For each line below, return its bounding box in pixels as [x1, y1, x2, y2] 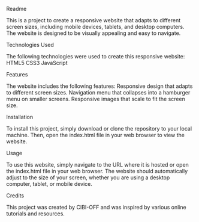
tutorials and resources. [6, 210, 65, 217]
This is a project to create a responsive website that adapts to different [6, 17, 181, 23]
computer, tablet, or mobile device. [6, 180, 93, 187]
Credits [6, 192, 25, 199]
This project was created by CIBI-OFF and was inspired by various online [6, 204, 187, 211]
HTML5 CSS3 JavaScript [6, 60, 68, 66]
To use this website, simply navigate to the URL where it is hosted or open [6, 161, 189, 168]
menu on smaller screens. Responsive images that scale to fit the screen [6, 96, 186, 102]
